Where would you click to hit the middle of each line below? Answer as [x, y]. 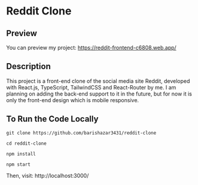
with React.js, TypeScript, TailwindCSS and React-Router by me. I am [91, 87]
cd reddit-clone [26, 143]
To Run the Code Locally [52, 119]
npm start [19, 164]
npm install [21, 154]
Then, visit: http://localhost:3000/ [48, 175]
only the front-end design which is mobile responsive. [73, 100]
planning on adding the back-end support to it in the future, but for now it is [99, 94]
